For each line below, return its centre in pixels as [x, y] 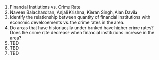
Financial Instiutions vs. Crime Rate [45, 7]
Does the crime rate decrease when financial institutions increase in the [82, 33]
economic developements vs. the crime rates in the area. [67, 22]
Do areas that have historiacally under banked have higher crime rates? [82, 28]
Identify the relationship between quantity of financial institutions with [80, 17]
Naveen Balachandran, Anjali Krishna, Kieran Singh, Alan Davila [74, 12]
